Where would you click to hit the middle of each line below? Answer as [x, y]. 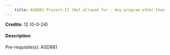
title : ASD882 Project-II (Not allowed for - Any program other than [90, 10]
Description [18, 36]
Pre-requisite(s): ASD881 [31, 47]
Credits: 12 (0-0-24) [27, 24]
